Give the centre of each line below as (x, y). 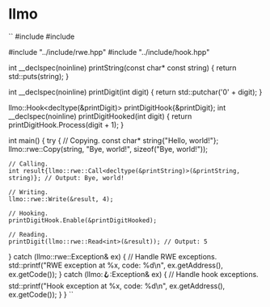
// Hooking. (28, 213)
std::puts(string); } (39, 76)
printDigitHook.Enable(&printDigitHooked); (83, 220)
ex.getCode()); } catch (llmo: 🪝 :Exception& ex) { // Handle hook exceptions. (133, 274)
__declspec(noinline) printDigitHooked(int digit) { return (100, 116)
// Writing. (28, 192)
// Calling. (28, 164)
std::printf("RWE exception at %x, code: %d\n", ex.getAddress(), (116, 265)
